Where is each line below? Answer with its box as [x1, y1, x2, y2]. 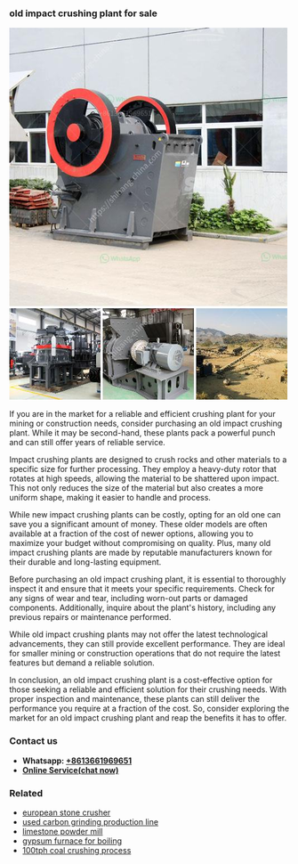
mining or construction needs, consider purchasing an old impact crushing [9, 418, 283, 429]
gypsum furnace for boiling [21, 835, 123, 846]
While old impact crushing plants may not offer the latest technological [9, 629, 269, 640]
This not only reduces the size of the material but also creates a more [9, 483, 264, 493]
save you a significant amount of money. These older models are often [9, 519, 269, 530]
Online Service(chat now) [21, 764, 119, 775]
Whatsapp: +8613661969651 [21, 755, 132, 766]
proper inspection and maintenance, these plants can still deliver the [9, 694, 261, 705]
